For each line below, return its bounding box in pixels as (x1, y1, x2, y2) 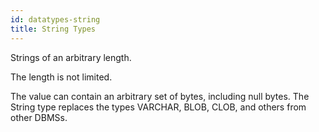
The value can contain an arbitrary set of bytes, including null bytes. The (10, 90, 310, 102)
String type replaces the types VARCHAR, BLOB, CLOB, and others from (10, 101, 307, 113)
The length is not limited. (10, 71, 113, 83)
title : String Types (10, 24, 97, 34)
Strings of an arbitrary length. (10, 51, 132, 63)
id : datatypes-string (10, 14, 101, 25)
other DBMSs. (10, 111, 68, 123)
